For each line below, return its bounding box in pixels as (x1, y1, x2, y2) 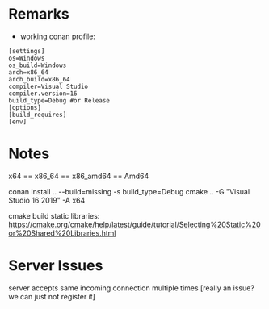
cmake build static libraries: (8, 211, 100, 220)
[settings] (8, 47, 45, 55)
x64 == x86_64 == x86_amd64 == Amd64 (8, 171, 149, 181)
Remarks (8, 5, 70, 23)
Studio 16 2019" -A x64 (8, 195, 86, 205)
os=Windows (8, 54, 45, 62)
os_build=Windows (8, 61, 67, 69)
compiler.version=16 (8, 90, 78, 98)
